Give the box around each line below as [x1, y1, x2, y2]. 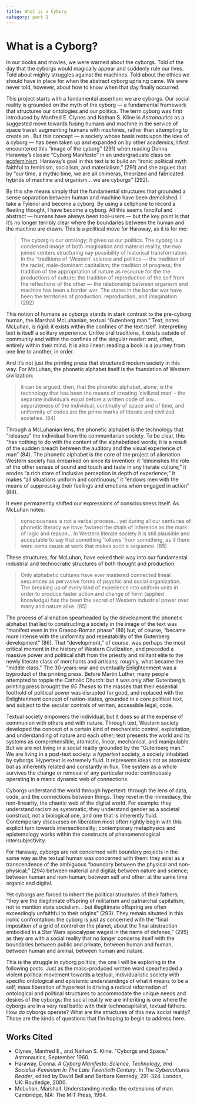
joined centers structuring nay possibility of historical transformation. [20, 249, 188, 256]
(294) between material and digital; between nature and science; [31, 867, 189, 874]
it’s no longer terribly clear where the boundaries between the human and [6, 219, 185, 226]
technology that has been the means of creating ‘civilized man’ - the [20, 389, 186, 397]
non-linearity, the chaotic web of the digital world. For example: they [6, 799, 172, 806]
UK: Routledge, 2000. [14, 1079, 68, 1086]
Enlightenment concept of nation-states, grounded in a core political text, [6, 695, 183, 703]
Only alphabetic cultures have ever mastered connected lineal [20, 572, 171, 579]
